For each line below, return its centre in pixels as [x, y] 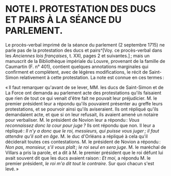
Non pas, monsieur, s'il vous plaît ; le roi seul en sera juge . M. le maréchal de [86, 147]
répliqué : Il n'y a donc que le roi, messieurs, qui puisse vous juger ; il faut [82, 130]
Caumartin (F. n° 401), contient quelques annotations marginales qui [77, 67]
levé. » [12, 169]
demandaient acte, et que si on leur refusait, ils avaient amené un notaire [82, 114]
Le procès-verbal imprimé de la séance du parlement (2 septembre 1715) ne [85, 45]
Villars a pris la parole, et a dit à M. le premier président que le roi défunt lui [84, 152]
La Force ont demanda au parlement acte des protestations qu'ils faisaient [83, 93]
